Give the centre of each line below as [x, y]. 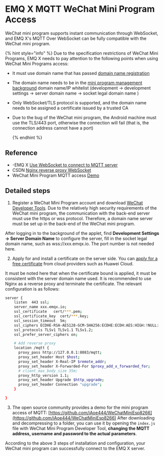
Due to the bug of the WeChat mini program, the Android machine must [84, 117]
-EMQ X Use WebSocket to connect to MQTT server [65, 165]
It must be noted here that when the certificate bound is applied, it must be [81, 273]
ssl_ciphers [26, 325]
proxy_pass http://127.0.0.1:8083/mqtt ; [60, 353]
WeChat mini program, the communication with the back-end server [81, 213]
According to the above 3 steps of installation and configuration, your [75, 443]
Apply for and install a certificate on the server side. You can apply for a [85, 258]
